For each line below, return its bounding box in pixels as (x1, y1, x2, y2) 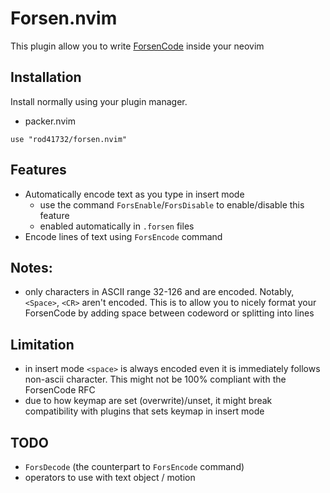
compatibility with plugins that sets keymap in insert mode (24, 405, 265, 417)
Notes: (10, 259, 53, 276)
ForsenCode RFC (24, 384, 96, 396)
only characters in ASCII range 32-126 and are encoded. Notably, (24, 286, 295, 298)
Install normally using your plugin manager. (10, 95, 188, 107)
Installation (10, 69, 82, 86)
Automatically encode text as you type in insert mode (24, 188, 245, 200)
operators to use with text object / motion (24, 472, 196, 483)
